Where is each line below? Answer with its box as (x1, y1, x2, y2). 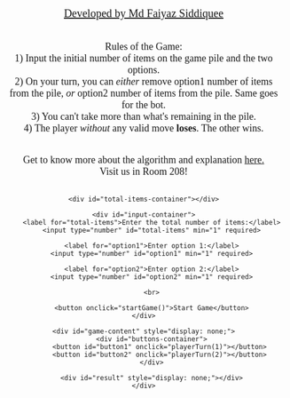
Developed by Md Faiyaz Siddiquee (64, 7, 223, 20)
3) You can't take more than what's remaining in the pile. (31, 110, 256, 123)
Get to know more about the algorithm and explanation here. (22, 154, 265, 166)
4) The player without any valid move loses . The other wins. (23, 123, 264, 134)
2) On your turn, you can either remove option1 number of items (14, 76, 273, 87)
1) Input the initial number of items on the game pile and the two (14, 52, 273, 64)
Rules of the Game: (105, 41, 183, 52)
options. (127, 64, 161, 76)
